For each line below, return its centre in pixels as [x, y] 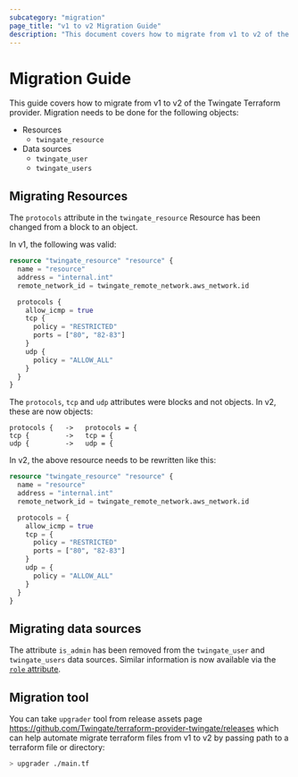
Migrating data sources [75, 628]
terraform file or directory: [57, 747]
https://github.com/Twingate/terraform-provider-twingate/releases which [144, 728]
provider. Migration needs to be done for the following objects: [124, 113]
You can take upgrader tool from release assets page [106, 719]
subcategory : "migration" [57, 17]
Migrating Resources [69, 196]
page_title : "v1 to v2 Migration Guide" [86, 26]
